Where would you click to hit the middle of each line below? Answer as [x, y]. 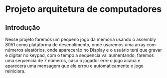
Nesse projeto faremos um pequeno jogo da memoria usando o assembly [81, 39]
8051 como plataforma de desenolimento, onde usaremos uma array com [81, 45]
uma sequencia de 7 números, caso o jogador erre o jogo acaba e [73, 60]
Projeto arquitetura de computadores [83, 9]
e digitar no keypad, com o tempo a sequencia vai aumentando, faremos [80, 55]
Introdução [23, 28]
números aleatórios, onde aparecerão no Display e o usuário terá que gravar [83, 50]
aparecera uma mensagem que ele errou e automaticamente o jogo [74, 66]
